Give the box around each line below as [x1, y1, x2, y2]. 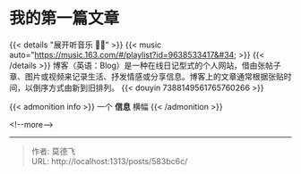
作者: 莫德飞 [30, 145, 76, 156]
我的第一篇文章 [9, 8, 120, 29]
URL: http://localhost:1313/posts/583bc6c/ [30, 155, 188, 166]
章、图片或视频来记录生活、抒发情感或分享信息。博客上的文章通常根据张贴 [9, 70, 284, 81]
